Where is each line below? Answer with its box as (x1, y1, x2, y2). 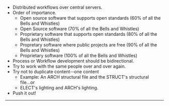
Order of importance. (12, 10, 57, 16)
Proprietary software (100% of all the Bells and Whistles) (20, 52, 137, 59)
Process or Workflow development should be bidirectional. (12, 58, 134, 64)
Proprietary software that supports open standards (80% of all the (20, 31, 157, 37)
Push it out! (12, 90, 36, 96)
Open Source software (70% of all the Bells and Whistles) (20, 26, 139, 32)
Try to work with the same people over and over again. (12, 63, 126, 69)
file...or (20, 79, 35, 85)
